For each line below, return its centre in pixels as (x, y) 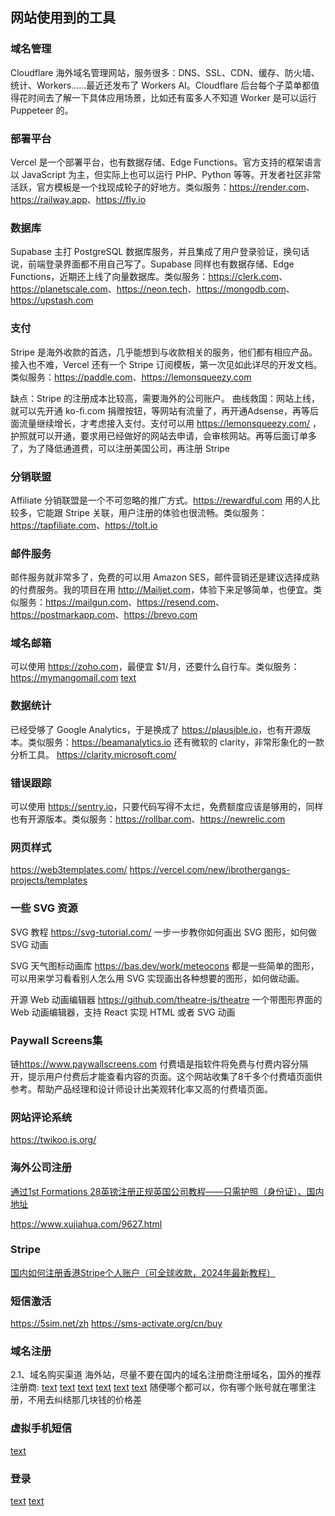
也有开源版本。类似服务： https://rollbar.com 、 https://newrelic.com (148, 819)
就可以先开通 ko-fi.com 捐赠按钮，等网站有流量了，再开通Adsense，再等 (160, 410)
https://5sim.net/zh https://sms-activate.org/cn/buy (116, 1324)
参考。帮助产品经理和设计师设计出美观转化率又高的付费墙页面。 (141, 1089)
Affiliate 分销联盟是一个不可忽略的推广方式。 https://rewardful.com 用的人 (161, 500)
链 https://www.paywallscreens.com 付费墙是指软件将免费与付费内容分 (155, 1064)
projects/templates (49, 880)
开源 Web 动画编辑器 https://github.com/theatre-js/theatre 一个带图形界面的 (166, 999)
